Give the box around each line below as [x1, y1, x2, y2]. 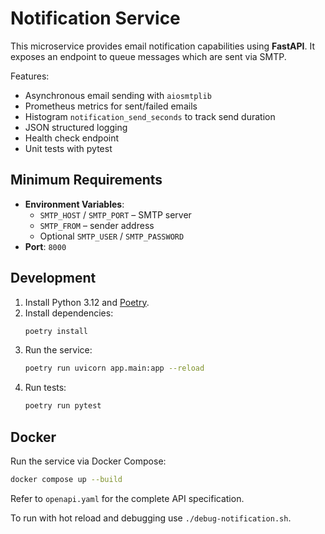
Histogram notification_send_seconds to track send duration [24, 110, 276, 122]
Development [10, 270, 97, 287]
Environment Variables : [24, 198, 125, 210]
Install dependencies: [24, 307, 114, 319]
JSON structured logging [24, 121, 128, 133]
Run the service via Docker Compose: [10, 455, 167, 467]
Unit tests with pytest [24, 142, 113, 154]
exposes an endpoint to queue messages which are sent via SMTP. [10, 50, 287, 62]
